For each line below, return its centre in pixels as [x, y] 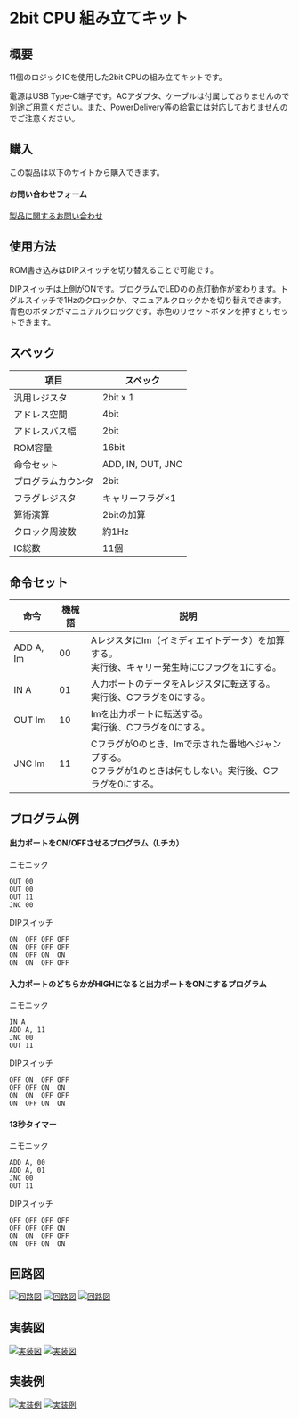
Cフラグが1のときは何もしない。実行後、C [180, 771]
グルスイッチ [32, 300]
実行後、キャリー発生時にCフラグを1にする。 [186, 667]
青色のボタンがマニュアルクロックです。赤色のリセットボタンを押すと [137, 311]
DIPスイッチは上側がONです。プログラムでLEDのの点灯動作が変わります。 [145, 289]
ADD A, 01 [28, 1171]
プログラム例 [44, 818]
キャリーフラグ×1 [139, 498]
